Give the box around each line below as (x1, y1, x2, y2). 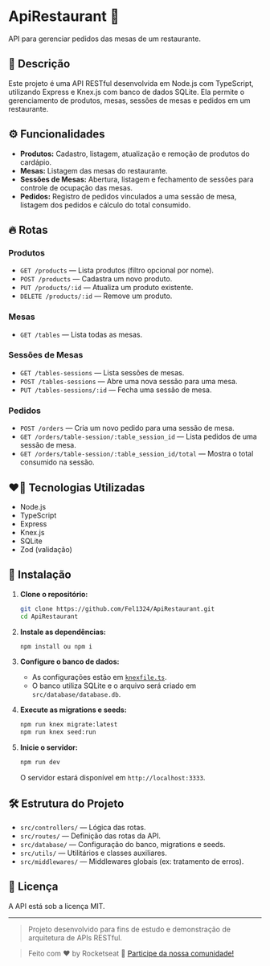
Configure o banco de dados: (19, 657, 120, 666)
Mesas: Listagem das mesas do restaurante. (19, 166, 168, 175)
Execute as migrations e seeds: (19, 705, 127, 714)
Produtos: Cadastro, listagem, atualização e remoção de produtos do (19, 149, 251, 158)
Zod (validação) (19, 544, 72, 554)
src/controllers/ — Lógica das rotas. (19, 822, 146, 832)
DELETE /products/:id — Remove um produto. (19, 291, 173, 301)
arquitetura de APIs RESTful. (27, 932, 123, 943)
